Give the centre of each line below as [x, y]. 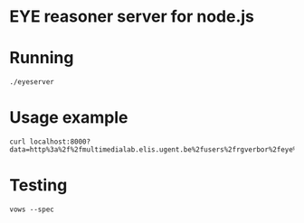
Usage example [69, 118]
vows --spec [32, 209]
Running [42, 58]
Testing [38, 186]
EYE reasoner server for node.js [132, 17]
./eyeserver [32, 82]
